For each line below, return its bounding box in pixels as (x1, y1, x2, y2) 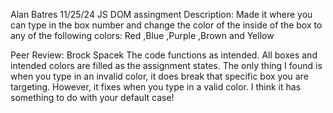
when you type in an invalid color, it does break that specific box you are (10, 70, 309, 82)
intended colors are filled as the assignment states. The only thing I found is (10, 60, 323, 71)
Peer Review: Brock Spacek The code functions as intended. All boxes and (10, 49, 318, 61)
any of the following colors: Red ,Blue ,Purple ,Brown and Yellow (10, 30, 275, 41)
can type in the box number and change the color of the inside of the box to (10, 19, 323, 31)
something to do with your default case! (10, 92, 175, 103)
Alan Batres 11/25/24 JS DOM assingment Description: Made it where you (10, 9, 313, 20)
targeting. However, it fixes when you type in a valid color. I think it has (10, 81, 302, 93)
